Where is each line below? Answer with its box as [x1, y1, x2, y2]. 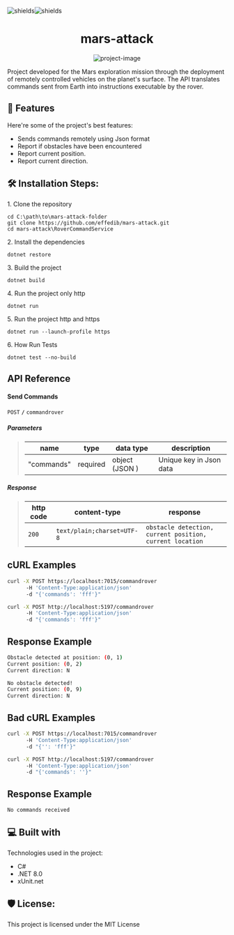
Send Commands [7, 392, 58, 401]
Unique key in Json [158, 455, 221, 465]
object [112, 455, 133, 465]
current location [146, 537, 203, 546]
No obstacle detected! [7, 679, 73, 686]
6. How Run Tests [7, 340, 58, 348]
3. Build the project [7, 263, 62, 272]
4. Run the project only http [7, 289, 86, 297]
